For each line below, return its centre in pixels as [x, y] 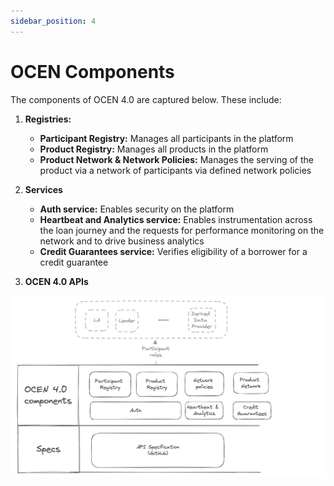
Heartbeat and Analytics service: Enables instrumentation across [176, 219]
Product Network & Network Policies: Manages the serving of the [176, 159]
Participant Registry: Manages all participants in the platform [166, 138]
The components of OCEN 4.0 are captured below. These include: [146, 99]
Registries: [48, 119]
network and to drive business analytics [122, 241]
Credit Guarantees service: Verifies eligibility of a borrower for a [173, 251]
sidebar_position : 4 [53, 21]
